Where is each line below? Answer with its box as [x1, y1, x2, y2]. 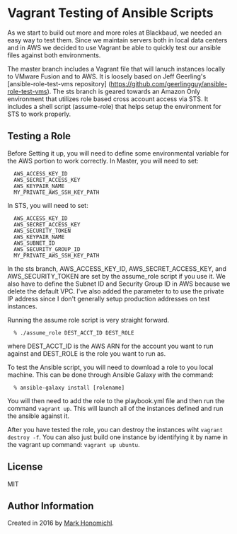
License [7, 461, 43, 473]
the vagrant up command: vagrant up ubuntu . [7, 440, 140, 448]
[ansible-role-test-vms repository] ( [7, 79, 111, 88]
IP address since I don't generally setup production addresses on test [7, 294, 210, 303]
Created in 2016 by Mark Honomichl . [7, 518, 115, 528]
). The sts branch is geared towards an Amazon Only [47, 87, 200, 95]
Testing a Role [7, 130, 71, 142]
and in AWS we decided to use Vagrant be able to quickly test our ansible [7, 43, 221, 52]
